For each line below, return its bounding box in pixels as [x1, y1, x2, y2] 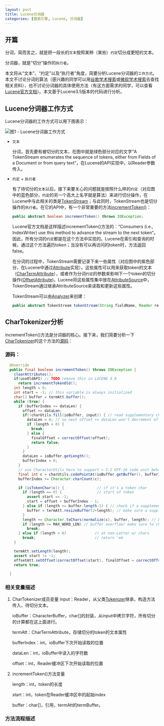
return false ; [31, 440, 60, 445]
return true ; [14, 562, 41, 567]
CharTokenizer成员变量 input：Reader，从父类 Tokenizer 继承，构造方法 [12, 596, 155, 602]
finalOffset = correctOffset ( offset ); [31, 435, 110, 441]
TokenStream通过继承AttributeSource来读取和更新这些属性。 [12, 282, 135, 289]
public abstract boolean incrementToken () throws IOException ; [12, 214, 144, 219]
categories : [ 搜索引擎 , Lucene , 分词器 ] [5, 16, 83, 21]
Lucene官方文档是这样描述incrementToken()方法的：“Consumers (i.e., [12, 223, 154, 229]
